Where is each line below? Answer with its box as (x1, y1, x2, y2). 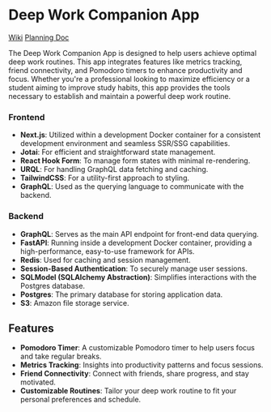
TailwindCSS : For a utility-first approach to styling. (19, 173, 190, 183)
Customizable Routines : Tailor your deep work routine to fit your (19, 386, 237, 396)
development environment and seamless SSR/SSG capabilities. (19, 139, 231, 148)
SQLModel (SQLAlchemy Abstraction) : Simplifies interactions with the (19, 272, 257, 281)
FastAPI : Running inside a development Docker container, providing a (19, 238, 252, 247)
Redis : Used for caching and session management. (19, 255, 192, 264)
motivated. (19, 377, 57, 387)
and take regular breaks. (19, 351, 102, 362)
